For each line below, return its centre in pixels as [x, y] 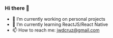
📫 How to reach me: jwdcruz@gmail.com [56, 30]
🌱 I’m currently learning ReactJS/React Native [60, 24]
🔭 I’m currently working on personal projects [59, 19]
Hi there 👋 [17, 8]
